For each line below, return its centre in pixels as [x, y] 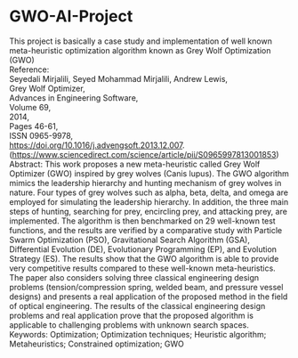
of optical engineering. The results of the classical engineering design [137, 305]
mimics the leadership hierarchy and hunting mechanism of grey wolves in [145, 183]
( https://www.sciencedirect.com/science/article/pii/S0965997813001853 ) [144, 154]
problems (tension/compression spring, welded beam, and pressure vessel [146, 287]
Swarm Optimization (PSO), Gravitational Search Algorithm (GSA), [130, 240]
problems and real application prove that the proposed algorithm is [131, 315]
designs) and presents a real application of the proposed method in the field [149, 297]
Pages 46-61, [34, 126]
